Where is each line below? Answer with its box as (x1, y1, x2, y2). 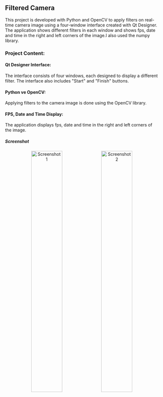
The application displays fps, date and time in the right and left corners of (5, 122, 152, 128)
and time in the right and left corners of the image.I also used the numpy (5, 32, 150, 38)
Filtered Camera (5, 4, 55, 12)
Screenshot (5, 138, 29, 144)
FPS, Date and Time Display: (5, 111, 63, 117)
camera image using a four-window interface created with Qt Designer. (15, 22, 157, 28)
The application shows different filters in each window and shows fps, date (5, 27, 156, 33)
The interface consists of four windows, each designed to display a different (5, 73, 158, 79)
